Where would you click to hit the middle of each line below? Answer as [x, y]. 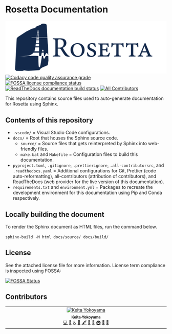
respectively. [26, 198]
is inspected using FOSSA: [33, 271]
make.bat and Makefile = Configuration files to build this [79, 154]
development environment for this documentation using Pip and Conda [87, 193]
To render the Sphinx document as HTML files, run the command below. [81, 226]
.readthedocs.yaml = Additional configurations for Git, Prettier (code [84, 171]
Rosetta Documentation [57, 10]
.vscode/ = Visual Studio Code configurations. [61, 133]
